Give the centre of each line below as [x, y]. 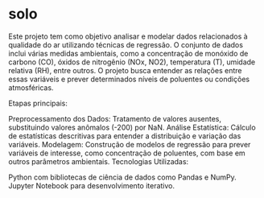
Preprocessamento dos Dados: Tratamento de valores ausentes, [115, 118]
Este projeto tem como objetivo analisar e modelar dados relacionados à [128, 36]
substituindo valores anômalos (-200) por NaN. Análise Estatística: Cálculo [132, 127]
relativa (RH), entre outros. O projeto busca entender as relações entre [125, 70]
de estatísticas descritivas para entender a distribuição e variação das [125, 136]
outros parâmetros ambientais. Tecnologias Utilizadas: [99, 161]
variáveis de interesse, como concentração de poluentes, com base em [127, 153]
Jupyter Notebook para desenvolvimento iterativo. [92, 185]
